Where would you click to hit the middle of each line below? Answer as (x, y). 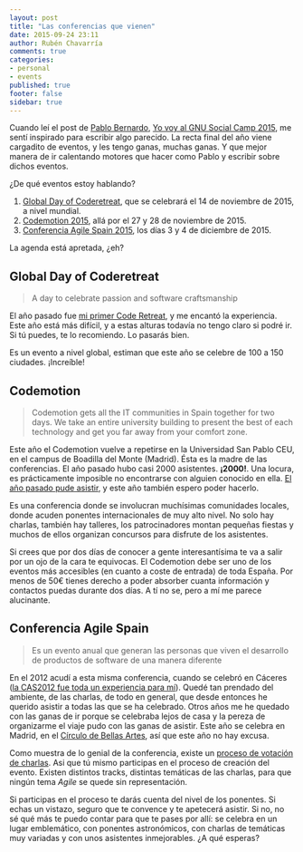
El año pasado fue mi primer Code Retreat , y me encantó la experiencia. (143, 316)
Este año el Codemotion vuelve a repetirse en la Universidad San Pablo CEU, (152, 449)
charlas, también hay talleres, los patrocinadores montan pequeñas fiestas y (151, 525)
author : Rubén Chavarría (56, 43)
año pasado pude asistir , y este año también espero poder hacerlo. (134, 488)
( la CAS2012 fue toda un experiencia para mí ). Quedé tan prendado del (142, 687)
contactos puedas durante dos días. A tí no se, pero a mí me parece (136, 591)
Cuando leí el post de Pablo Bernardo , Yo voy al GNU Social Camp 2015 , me (151, 128)
